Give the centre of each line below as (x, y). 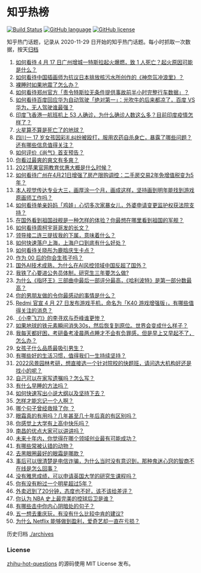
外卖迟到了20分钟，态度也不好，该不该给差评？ (74, 491)
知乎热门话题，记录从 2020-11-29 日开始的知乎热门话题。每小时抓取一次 (96, 42)
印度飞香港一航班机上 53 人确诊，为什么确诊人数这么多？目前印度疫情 (102, 114)
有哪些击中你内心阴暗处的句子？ (55, 506)
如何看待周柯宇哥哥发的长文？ (52, 228)
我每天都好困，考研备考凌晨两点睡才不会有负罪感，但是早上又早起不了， (105, 333)
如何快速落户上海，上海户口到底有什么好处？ (71, 243)
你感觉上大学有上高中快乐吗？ (52, 423)
